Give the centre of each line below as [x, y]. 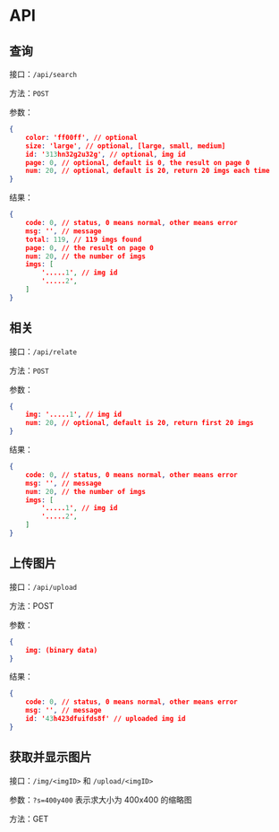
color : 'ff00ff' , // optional [82, 137]
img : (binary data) [62, 650]
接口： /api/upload [43, 586]
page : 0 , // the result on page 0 [89, 247]
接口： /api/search [43, 74]
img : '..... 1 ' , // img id [74, 415]
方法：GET [29, 819]
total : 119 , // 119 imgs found [84, 239]
